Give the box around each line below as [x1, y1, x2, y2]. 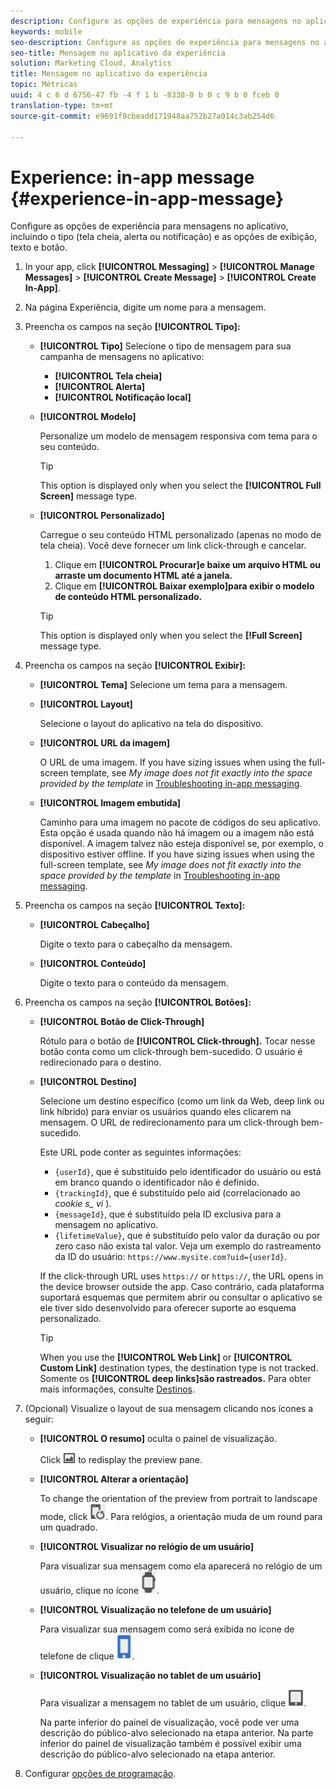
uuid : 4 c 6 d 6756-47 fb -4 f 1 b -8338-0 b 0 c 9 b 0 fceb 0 [10, 90, 280, 100]
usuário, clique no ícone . [39, 1585, 160, 1597]
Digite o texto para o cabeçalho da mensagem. [39, 938, 233, 950]
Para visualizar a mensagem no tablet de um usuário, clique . [39, 1697, 307, 1709]
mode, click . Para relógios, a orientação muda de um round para [39, 1511, 323, 1523]
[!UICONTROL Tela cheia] [54, 370, 163, 382]
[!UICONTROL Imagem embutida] [39, 797, 182, 809]
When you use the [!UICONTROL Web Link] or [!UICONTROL [39, 1351, 293, 1364]
